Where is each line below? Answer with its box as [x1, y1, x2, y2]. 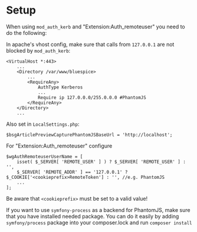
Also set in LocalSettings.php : [6, 120, 80, 128]
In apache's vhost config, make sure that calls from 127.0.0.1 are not [6, 41, 175, 48]
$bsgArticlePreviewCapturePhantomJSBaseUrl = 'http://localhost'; [6, 132, 173, 138]
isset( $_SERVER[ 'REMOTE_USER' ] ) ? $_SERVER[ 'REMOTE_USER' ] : [17, 159, 186, 165]
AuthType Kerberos [37, 84, 83, 90]
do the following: [6, 29, 47, 36]
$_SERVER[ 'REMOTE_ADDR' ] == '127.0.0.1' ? [17, 169, 128, 175]
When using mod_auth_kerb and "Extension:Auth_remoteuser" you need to [6, 23, 186, 30]
